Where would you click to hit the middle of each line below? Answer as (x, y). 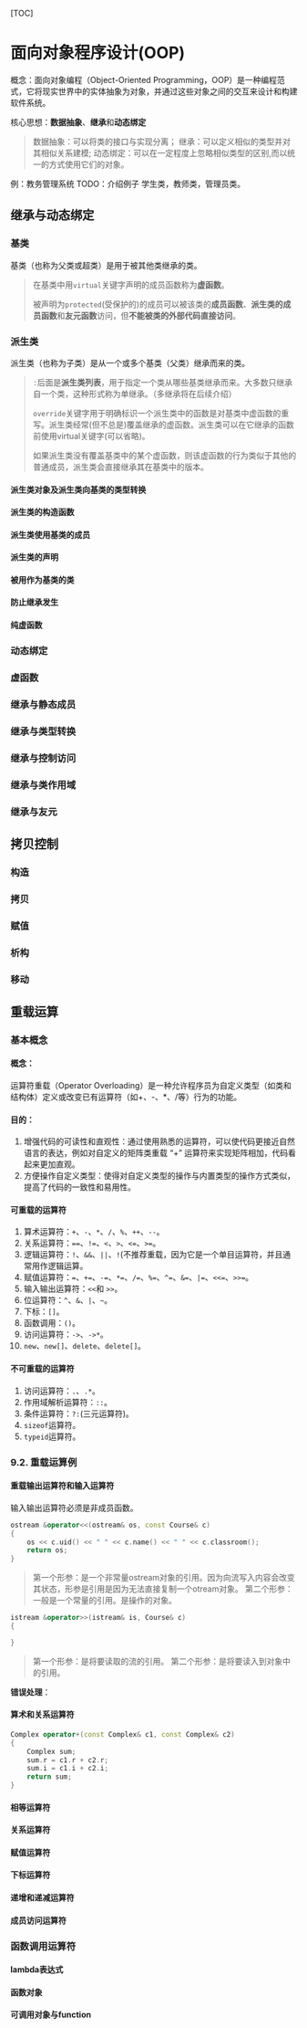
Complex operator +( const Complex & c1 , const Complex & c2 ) (123, 1734)
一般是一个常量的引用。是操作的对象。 (104, 1601)
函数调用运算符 (43, 1946)
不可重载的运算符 (42, 1369)
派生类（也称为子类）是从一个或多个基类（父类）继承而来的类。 (130, 363)
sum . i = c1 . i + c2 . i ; (67, 1769)
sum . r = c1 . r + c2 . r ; (67, 1760)
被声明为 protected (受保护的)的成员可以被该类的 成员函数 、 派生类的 (158, 304)
